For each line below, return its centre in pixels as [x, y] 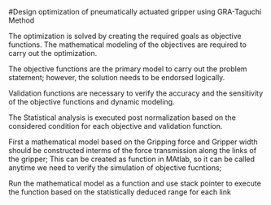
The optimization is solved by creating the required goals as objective [125, 36]
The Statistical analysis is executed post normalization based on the [122, 117]
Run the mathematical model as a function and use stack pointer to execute [135, 183]
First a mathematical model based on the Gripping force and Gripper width [133, 142]
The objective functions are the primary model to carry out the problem [128, 69]
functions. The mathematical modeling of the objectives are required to [127, 45]
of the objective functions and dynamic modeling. [92, 102]
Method [22, 20]
